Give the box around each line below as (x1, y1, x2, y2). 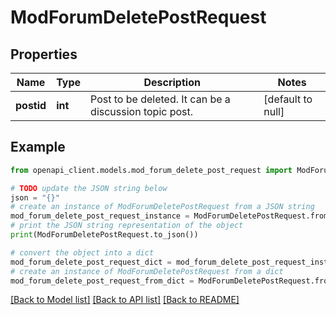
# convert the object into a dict (10, 247, 155, 258)
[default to (263, 92, 313, 106)
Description (143, 76, 201, 89)
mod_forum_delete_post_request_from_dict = (10, 276, 195, 286)
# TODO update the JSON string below (10, 183, 168, 193)
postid (15, 99, 47, 112)
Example (10, 139, 66, 156)
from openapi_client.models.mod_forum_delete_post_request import (10, 165, 293, 175)
